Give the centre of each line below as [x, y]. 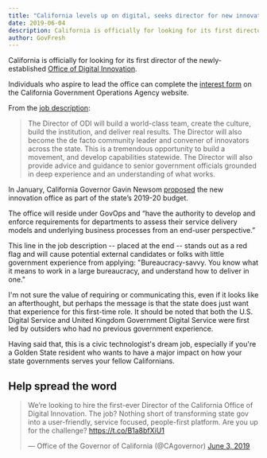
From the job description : [49, 108]
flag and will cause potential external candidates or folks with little [116, 254]
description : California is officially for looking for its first [120, 30]
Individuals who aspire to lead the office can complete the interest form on [130, 84]
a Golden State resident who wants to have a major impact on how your [125, 353]
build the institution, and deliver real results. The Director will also [135, 132]
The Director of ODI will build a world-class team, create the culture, [139, 123]
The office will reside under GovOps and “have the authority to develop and [132, 213]
